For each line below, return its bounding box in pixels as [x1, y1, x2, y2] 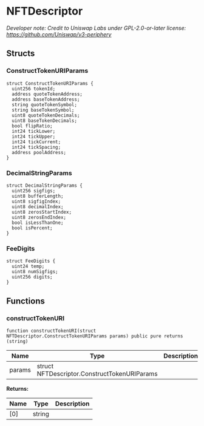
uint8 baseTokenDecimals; [12, 117, 78, 124]
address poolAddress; [12, 149, 67, 155]
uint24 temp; [12, 263, 45, 269]
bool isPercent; [12, 225, 53, 231]
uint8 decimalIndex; [12, 203, 64, 210]
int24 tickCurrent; [12, 138, 61, 145]
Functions [6, 296, 46, 306]
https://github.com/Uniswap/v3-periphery [6, 30, 112, 38]
